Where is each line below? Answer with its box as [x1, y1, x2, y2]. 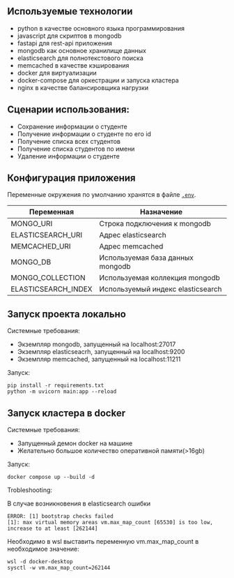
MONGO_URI [10, 219, 53, 229]
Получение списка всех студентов [17, 137, 120, 145]
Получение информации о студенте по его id [17, 129, 152, 138]
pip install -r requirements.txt [7, 382, 104, 390]
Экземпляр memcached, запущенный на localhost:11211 [17, 355, 181, 364]
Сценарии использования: [7, 104, 130, 116]
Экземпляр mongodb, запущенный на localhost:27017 [17, 340, 176, 348]
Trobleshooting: [7, 486, 53, 494]
